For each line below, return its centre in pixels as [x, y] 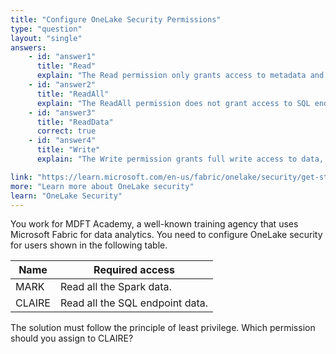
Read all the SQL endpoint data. [134, 303]
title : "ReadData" [75, 122]
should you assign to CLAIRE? [72, 338]
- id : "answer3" [62, 112]
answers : [28, 47]
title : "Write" [68, 150]
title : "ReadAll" [73, 94]
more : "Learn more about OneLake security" [102, 186]
